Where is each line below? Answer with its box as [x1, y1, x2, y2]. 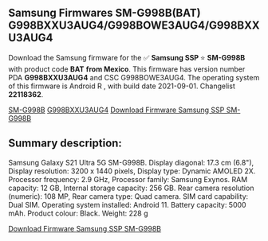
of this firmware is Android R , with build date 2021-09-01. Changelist [8, 81, 235, 91]
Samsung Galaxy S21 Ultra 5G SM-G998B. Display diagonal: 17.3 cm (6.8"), [8, 157, 254, 167]
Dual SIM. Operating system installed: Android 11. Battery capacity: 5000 [8, 200, 246, 209]
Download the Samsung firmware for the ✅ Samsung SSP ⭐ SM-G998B [8, 52, 246, 62]
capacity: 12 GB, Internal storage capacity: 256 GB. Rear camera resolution [8, 183, 254, 192]
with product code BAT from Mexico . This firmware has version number [8, 64, 246, 74]
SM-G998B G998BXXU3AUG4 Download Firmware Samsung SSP [8, 105, 225, 115]
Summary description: [8, 137, 122, 150]
